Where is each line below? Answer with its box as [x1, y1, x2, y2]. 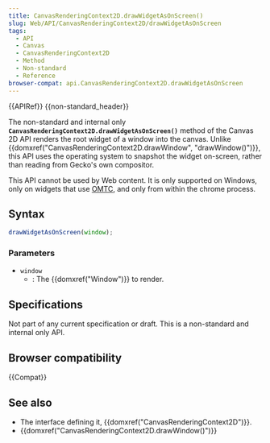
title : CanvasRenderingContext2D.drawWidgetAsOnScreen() [8, 11, 204, 20]
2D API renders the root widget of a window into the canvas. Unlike [8, 134, 231, 143]
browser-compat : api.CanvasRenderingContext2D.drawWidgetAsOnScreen [8, 79, 243, 87]
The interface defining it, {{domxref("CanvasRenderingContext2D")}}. [19, 416, 252, 427]
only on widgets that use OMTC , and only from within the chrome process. [8, 184, 256, 193]
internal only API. [8, 328, 65, 337]
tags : [8, 27, 27, 35]
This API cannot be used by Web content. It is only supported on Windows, [8, 175, 258, 185]
